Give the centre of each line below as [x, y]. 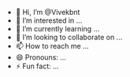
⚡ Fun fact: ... [37, 66]
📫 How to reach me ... [52, 46]
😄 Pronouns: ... [41, 57]
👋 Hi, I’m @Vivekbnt [48, 12]
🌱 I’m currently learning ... [58, 29]
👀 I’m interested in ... [49, 20]
